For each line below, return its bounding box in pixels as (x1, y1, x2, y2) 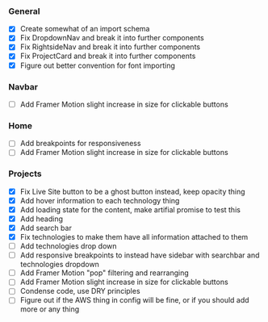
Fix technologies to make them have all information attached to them (19, 232, 249, 241)
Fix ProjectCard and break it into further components (19, 51, 196, 61)
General (8, 6, 40, 17)
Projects (8, 168, 42, 179)
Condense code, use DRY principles (19, 286, 140, 296)
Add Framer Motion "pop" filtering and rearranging (19, 268, 190, 278)
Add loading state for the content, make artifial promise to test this (19, 204, 241, 215)
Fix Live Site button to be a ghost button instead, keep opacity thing (19, 186, 245, 196)
